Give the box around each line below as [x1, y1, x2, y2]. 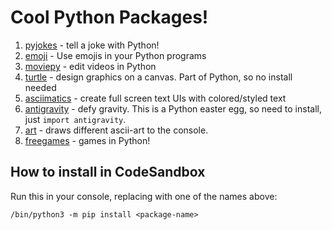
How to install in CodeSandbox [10, 164, 206, 181]
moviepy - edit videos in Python [24, 60, 157, 72]
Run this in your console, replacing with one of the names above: [10, 190, 278, 202]
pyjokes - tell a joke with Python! [24, 39, 160, 51]
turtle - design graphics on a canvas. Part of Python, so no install [24, 71, 293, 83]
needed [24, 81, 57, 93]
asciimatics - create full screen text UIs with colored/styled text [24, 92, 287, 104]
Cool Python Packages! [10, 6, 209, 29]
